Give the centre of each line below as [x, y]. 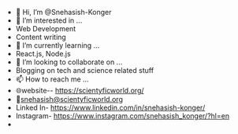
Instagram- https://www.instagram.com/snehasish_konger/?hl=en [123, 116]
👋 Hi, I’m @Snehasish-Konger [63, 12]
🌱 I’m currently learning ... [58, 45]
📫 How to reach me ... [52, 79]
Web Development [46, 29]
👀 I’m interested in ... [49, 20]
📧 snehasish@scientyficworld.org [69, 99]
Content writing [41, 37]
